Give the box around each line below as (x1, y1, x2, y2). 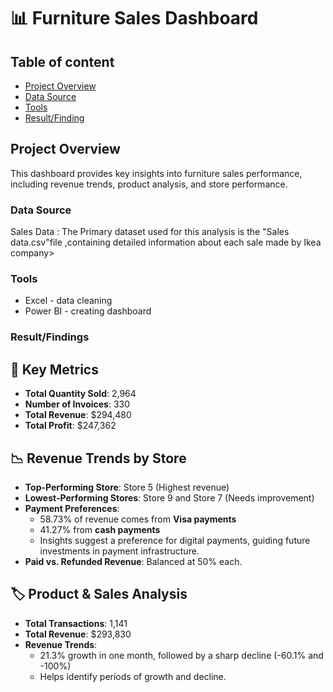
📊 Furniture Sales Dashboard (10, 7, 259, 30)
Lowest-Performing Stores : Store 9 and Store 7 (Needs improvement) (24, 491, 315, 504)
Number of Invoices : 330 (24, 398, 131, 410)
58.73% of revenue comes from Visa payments (39, 513, 237, 525)
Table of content (10, 53, 115, 70)
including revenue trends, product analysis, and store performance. (10, 178, 288, 190)
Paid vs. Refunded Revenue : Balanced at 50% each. (24, 555, 243, 567)
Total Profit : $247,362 (24, 420, 117, 432)
